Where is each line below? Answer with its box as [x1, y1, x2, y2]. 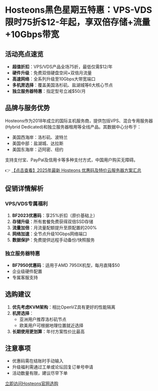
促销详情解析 [5, 184, 44, 193]
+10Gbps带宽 [5, 29, 59, 40]
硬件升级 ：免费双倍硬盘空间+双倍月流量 [12, 70, 92, 76]
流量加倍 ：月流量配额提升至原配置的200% [12, 224, 97, 230]
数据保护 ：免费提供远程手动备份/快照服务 [12, 237, 95, 242]
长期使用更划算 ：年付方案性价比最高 [12, 328, 85, 334]
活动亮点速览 [5, 50, 44, 58]
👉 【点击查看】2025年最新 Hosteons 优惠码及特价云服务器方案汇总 [5, 167, 141, 173]
